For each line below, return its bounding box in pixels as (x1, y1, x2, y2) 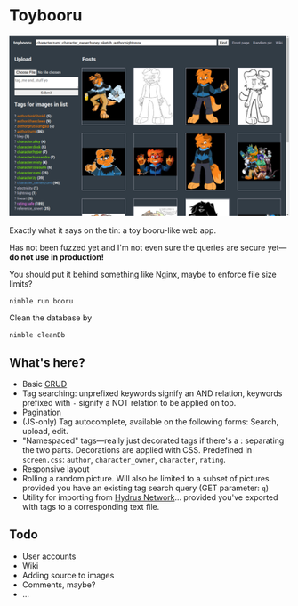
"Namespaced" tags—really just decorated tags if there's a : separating (21, 435, 285, 446)
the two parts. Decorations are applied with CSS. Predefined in (21, 445, 253, 456)
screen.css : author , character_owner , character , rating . (21, 455, 227, 465)
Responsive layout (21, 464, 90, 474)
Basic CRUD (21, 379, 68, 390)
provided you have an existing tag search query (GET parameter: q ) (21, 482, 270, 494)
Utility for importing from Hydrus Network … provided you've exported (21, 492, 278, 503)
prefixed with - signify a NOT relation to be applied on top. (21, 398, 237, 408)
